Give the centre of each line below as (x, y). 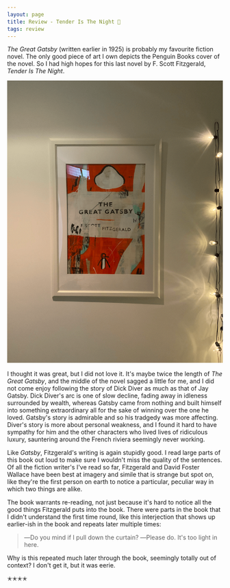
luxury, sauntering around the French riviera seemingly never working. (106, 439)
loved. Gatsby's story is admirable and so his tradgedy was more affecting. (113, 417)
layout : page (26, 14)
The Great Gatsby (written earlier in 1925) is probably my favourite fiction (110, 49)
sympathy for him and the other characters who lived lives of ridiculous (107, 432)
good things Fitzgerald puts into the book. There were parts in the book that (114, 509)
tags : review (26, 29)
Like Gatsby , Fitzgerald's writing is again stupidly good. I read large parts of (114, 452)
